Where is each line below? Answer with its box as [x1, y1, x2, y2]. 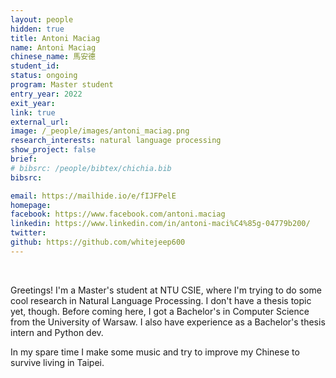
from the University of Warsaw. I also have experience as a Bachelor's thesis [10, 316, 326, 328]
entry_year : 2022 [10, 89, 83, 99]
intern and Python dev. [10, 326, 104, 338]
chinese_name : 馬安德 [10, 52, 96, 62]
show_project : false [10, 145, 97, 155]
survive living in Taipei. [10, 356, 105, 368]
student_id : [10, 61, 60, 71]
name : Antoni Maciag [10, 42, 97, 53]
